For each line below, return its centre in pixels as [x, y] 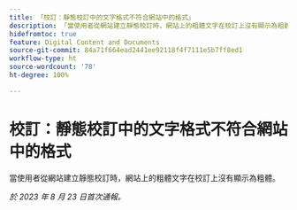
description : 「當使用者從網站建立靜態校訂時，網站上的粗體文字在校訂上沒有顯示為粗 [147, 26]
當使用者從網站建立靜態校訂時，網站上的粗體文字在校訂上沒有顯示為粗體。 [145, 177]
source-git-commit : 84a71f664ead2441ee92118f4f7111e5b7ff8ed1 [126, 51]
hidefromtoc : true [43, 34]
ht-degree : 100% [39, 75]
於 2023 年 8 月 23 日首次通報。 [67, 197]
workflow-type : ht [43, 58]
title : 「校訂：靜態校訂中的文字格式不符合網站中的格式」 [102, 17]
